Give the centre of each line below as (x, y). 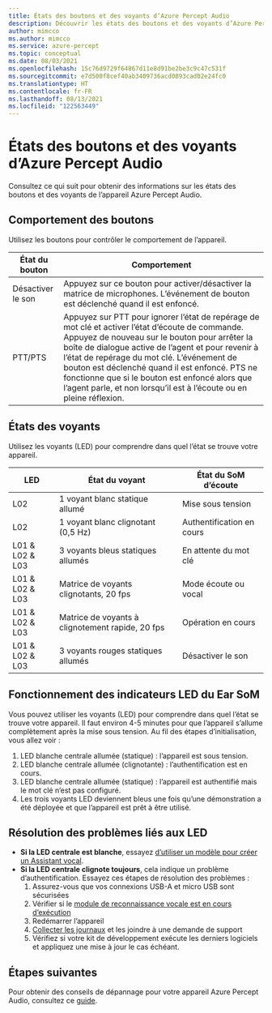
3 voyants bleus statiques (108, 550)
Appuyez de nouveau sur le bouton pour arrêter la (158, 337)
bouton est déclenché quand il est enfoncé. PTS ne (160, 367)
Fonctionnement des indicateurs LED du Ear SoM (134, 695)
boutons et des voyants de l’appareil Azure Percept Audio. (105, 194)
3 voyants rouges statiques (111, 651)
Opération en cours (219, 622)
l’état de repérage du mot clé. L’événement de (150, 357)
